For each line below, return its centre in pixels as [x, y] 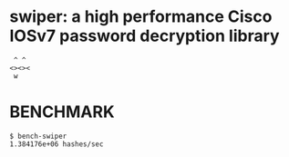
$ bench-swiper [38, 136]
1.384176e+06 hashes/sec [57, 144]
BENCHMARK [62, 112]
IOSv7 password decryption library [144, 36]
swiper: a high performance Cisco [141, 17]
